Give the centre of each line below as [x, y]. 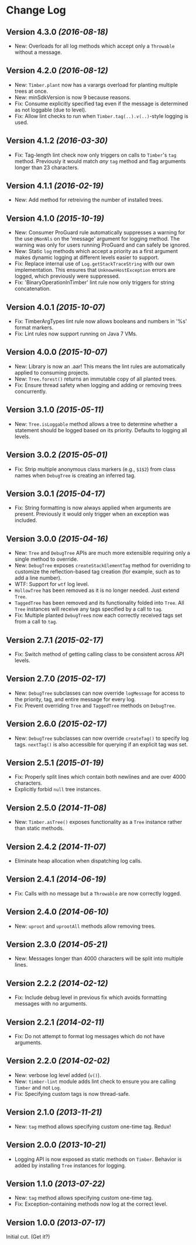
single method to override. [46, 559]
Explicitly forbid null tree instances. [58, 789]
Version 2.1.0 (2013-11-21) [54, 1113]
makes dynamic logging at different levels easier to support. [87, 258]
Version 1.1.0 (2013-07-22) [56, 1184]
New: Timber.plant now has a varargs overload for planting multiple [96, 85]
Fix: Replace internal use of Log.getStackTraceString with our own [94, 264]
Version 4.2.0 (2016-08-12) [57, 71]
